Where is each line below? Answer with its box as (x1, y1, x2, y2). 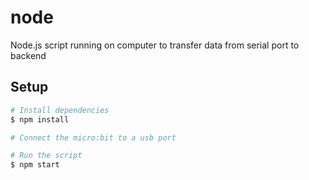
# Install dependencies (10, 105, 110, 115)
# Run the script (10, 151, 83, 161)
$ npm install (10, 114, 70, 125)
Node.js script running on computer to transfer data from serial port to (10, 39, 300, 51)
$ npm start (10, 160, 60, 170)
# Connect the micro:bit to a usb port (10, 132, 177, 143)
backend (10, 49, 47, 61)
